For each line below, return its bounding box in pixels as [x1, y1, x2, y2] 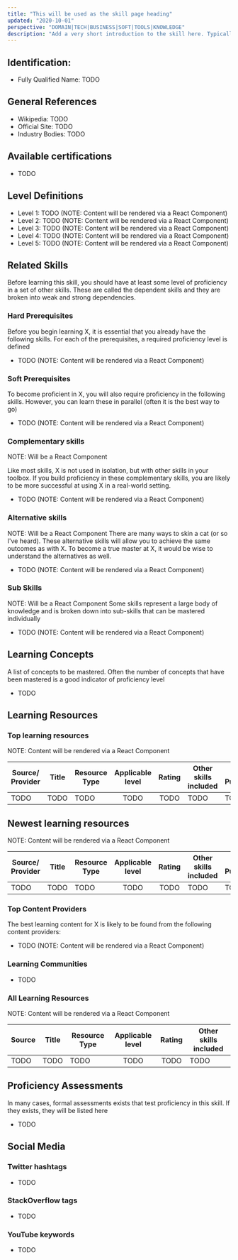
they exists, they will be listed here [7, 1106, 108, 1114]
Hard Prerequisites [7, 311, 74, 321]
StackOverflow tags [7, 1195, 78, 1205]
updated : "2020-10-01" [7, 17, 74, 24]
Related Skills [7, 259, 69, 271]
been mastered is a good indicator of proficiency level [7, 675, 165, 684]
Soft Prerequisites [7, 373, 71, 383]
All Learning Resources [7, 993, 89, 1003]
